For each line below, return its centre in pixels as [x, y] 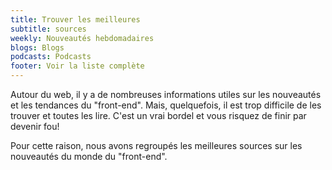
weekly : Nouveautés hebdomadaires [82, 38]
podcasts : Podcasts [51, 57]
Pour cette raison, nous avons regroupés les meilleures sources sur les [156, 145]
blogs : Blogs [37, 47]
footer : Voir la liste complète [77, 66]
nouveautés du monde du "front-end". [89, 156]
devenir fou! [35, 126]
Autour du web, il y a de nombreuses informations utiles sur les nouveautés [166, 94]
